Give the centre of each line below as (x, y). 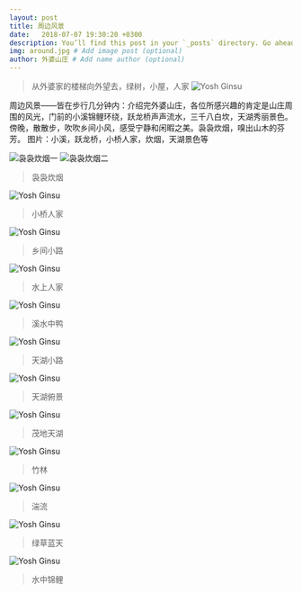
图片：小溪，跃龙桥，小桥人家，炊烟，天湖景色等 (117, 139)
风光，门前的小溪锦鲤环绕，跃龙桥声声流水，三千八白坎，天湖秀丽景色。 (159, 117)
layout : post (34, 18)
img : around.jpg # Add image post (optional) (96, 51)
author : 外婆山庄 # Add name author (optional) (98, 59)
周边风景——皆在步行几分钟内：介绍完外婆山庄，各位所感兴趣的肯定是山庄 (147, 105)
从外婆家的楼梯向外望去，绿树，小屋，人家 (110, 86)
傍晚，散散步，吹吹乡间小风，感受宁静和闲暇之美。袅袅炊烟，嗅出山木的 (143, 128)
